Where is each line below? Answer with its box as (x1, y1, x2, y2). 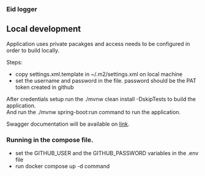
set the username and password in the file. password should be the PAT (15, 77, 197, 84)
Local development (6, 24, 81, 34)
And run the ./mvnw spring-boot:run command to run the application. (6, 108, 181, 115)
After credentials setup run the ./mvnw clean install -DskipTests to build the (6, 95, 196, 102)
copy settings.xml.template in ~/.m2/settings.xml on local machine (15, 70, 183, 78)
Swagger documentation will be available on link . (6, 120, 130, 128)
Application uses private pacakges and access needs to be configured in (6, 40, 190, 47)
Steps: (6, 58, 23, 66)
